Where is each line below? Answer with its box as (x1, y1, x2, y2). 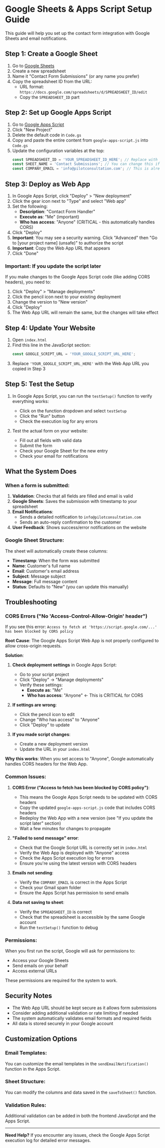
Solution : (5, 652, 24, 658)
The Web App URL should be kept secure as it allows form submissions (12, 1005, 157, 1011)
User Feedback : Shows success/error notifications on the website (12, 525, 147, 530)
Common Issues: (5, 774, 47, 780)
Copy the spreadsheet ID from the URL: (12, 78, 92, 84)
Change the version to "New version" (12, 299, 88, 305)
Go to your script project (19, 672, 70, 678)
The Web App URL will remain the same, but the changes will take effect (12, 310, 159, 315)
